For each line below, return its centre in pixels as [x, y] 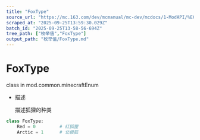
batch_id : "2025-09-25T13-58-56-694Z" [54, 28]
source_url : [21, 17]
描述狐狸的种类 [33, 110]
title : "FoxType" [28, 12]
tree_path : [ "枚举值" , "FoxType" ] [46, 34]
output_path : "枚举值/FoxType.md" [48, 39]
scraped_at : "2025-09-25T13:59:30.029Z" [57, 23]
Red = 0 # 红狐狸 [48, 126]
